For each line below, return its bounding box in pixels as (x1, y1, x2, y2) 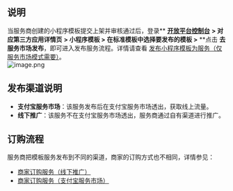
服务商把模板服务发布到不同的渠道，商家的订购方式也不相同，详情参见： (7, 153, 214, 162)
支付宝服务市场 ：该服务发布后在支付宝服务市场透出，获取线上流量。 (17, 102, 213, 110)
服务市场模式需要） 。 (7, 52, 65, 61)
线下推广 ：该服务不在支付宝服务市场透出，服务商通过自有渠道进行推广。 (17, 111, 225, 119)
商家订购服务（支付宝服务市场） (17, 176, 109, 185)
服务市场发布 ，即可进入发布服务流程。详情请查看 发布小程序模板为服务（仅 (7, 44, 223, 52)
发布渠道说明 (7, 82, 63, 94)
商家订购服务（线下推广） (17, 168, 91, 176)
